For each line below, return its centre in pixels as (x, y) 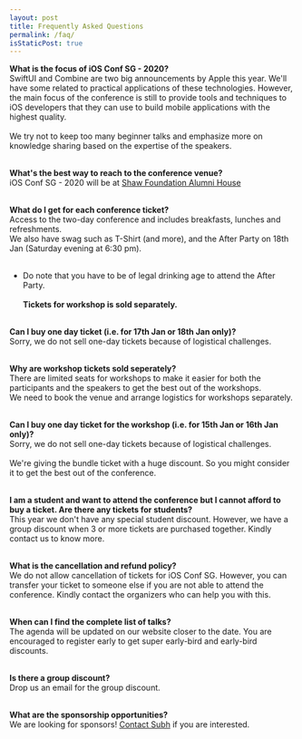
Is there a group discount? (60, 678)
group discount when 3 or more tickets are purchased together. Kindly (141, 529)
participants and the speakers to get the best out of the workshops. (136, 388)
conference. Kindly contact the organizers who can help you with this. (140, 595)
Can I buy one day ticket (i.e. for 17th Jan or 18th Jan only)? (123, 332)
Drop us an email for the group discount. (85, 688)
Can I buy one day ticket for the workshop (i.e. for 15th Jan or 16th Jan (144, 425)
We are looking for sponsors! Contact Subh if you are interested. (130, 724)
